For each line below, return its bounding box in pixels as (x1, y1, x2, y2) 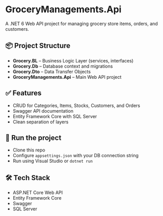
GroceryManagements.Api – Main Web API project (12, 74, 122, 80)
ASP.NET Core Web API (12, 189, 63, 196)
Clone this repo (12, 147, 45, 153)
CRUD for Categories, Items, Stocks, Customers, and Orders (12, 102, 140, 109)
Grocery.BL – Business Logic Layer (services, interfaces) (12, 57, 134, 63)
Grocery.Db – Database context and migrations (12, 63, 113, 69)
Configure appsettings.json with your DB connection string (12, 153, 139, 159)
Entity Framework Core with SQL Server (12, 113, 97, 119)
